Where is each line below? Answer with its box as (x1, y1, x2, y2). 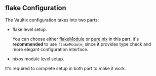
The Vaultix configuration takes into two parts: (5, 17, 99, 23)
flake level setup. (12, 26, 47, 32)
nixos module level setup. (12, 56, 64, 62)
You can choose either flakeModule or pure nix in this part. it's (12, 36, 139, 42)
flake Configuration (5, 4, 67, 12)
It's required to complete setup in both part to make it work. (5, 65, 126, 71)
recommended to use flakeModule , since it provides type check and (12, 41, 152, 47)
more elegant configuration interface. (12, 46, 89, 52)
